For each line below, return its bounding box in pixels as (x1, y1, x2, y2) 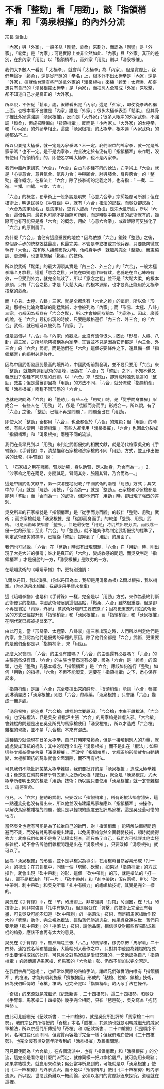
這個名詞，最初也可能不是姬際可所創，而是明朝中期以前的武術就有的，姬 (13, 212, 159, 218)
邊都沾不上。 (5, 132, 31, 138)
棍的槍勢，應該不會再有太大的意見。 (5, 929, 78, 935)
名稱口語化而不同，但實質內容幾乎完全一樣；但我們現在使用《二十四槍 (13, 1031, 155, 1038)
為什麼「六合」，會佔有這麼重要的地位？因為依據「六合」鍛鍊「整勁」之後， (5, 234, 157, 240)
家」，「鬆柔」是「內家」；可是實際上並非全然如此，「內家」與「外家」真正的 (5, 50, 155, 56)
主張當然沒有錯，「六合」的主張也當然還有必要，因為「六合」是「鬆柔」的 (5, 657, 153, 663)
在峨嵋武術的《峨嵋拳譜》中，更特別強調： (5, 566, 91, 572)
